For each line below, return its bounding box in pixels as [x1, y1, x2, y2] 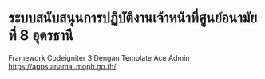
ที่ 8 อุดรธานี [8, 26, 73, 45]
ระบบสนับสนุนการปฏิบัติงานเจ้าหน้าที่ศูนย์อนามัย [8, 9, 258, 27]
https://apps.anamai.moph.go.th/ [8, 61, 117, 71]
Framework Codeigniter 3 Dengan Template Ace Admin [8, 53, 190, 62]
